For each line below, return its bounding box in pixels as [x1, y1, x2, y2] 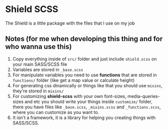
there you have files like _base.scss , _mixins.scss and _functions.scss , [12, 104, 161, 110]
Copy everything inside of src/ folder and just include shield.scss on [12, 56, 157, 62]
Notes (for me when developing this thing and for [5, 35, 163, 43]
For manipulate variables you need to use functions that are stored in [12, 72, 157, 78]
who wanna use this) [5, 43, 72, 51]
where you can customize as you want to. [12, 109, 99, 115]
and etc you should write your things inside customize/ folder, [24, 98, 153, 104]
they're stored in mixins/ [12, 88, 64, 94]
